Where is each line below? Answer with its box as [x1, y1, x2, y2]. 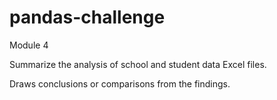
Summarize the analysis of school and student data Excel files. [9, 58, 267, 70]
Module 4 [9, 39, 49, 51]
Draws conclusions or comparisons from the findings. [9, 77, 231, 90]
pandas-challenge [9, 6, 166, 29]
